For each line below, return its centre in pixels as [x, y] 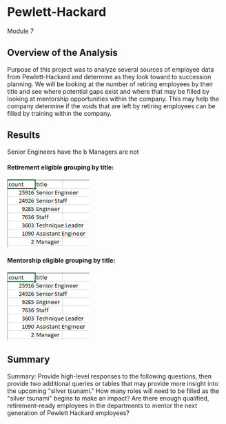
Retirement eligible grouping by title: [61, 168]
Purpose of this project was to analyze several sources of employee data [111, 69]
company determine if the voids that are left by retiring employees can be [111, 106]
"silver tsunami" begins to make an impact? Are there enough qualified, [108, 398]
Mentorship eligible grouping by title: [61, 261]
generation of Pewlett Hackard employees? [68, 413]
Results [24, 135]
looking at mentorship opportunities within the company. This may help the [113, 99]
